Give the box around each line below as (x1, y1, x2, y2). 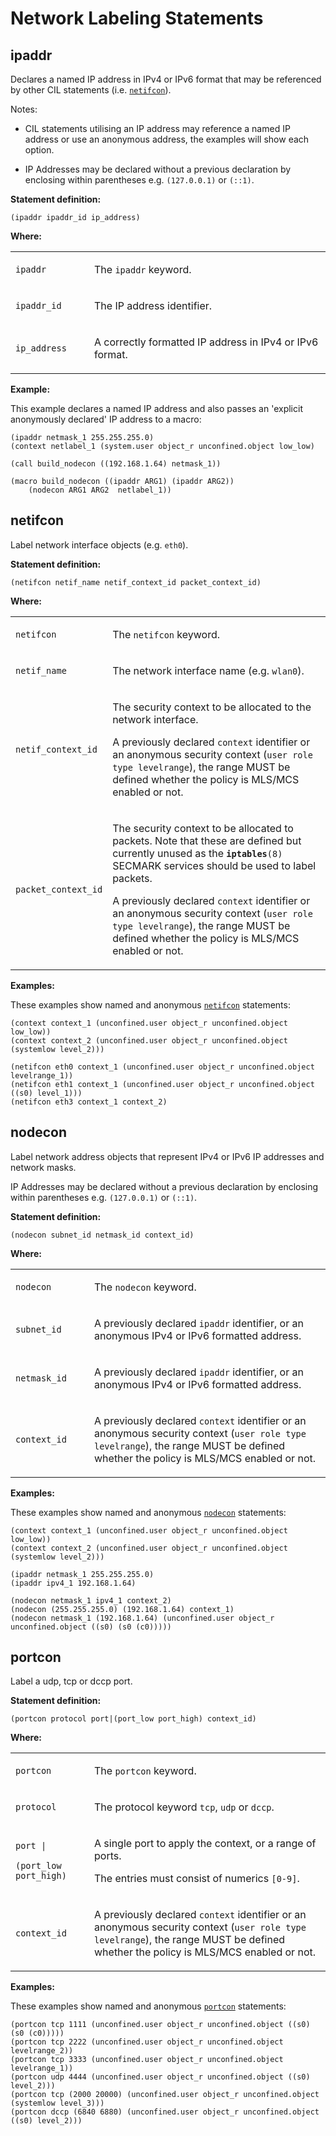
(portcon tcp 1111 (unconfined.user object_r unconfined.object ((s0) (10, 2020, 311, 2030)
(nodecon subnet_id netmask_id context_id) (10, 1230, 195, 1240)
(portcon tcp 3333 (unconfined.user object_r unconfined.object (10, 2055, 284, 2065)
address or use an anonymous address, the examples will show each (24, 133, 310, 145)
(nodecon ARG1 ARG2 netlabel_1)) (28, 485, 172, 495)
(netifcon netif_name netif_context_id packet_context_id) (10, 577, 262, 587)
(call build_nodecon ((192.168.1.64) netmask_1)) (10, 459, 222, 469)
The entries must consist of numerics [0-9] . (94, 1872, 300, 1886)
